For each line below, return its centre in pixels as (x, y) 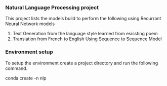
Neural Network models (30, 24)
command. (16, 68)
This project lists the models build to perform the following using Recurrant (83, 19)
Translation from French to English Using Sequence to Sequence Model (87, 39)
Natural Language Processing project (52, 8)
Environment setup (29, 52)
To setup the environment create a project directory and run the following (82, 63)
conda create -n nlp (26, 78)
